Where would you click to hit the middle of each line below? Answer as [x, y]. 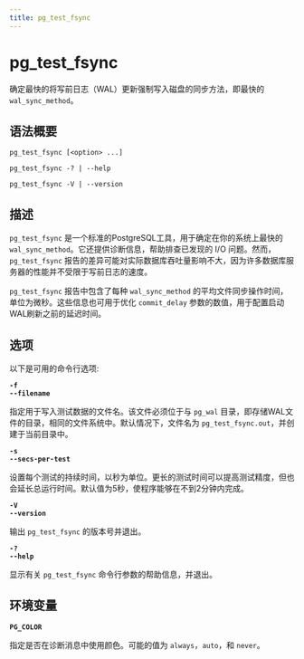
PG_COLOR [26, 627]
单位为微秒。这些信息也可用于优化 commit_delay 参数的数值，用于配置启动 [147, 302]
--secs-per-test [40, 459]
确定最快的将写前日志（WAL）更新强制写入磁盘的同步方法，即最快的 [137, 89]
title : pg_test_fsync [50, 18]
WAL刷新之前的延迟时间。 [58, 314]
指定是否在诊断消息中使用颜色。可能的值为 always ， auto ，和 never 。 [137, 645]
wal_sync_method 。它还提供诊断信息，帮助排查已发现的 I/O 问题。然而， [142, 249]
